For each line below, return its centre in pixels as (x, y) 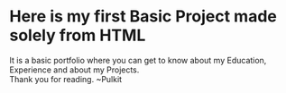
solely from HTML (78, 35)
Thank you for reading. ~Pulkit (66, 79)
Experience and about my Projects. (74, 70)
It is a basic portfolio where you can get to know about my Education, (138, 60)
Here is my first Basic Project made (143, 17)
